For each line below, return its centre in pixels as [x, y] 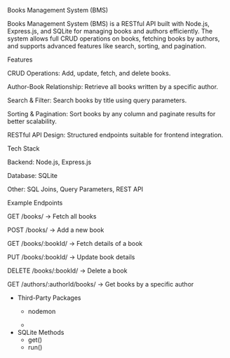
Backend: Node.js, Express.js [49, 162]
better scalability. [32, 121]
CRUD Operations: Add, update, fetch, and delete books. [89, 73]
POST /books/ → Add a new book [56, 230]
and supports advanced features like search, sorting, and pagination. [107, 46]
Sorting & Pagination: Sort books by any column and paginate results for [111, 114]
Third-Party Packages [49, 298]
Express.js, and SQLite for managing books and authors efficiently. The [110, 31]
